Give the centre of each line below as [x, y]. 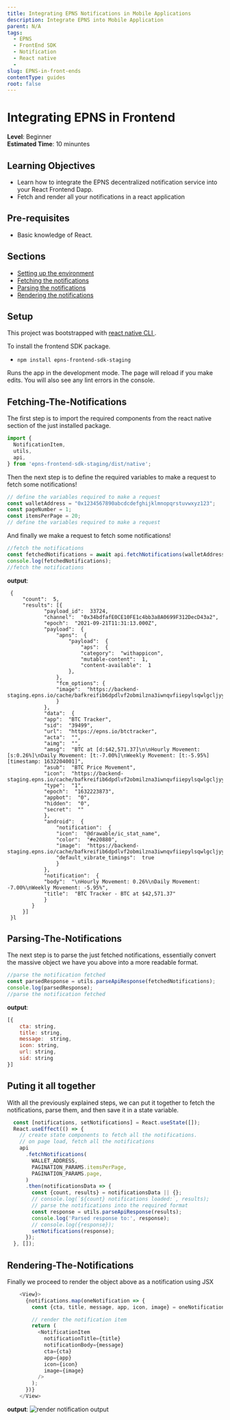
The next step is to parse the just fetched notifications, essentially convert [112, 955]
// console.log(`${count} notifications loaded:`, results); [121, 1199]
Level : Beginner [29, 137]
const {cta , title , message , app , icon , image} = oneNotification [128, 1307]
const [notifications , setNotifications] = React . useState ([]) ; [107, 1123]
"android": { [64, 822]
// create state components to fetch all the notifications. [108, 1135]
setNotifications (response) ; [73, 1231]
